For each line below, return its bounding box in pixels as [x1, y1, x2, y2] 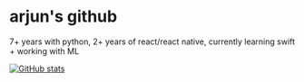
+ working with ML [9, 45, 80, 56]
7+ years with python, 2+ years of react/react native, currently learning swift [9, 36, 296, 47]
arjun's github [9, 6, 118, 27]
